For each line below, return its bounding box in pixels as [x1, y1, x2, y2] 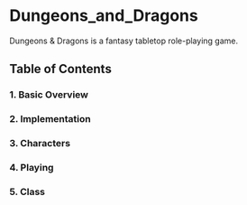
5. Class [9, 185, 45, 198]
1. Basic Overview [9, 89, 88, 101]
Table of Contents [9, 61, 113, 77]
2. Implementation [9, 113, 92, 126]
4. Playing [9, 162, 54, 174]
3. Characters [9, 137, 70, 150]
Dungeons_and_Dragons [9, 5, 198, 26]
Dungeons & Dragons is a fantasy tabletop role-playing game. [9, 35, 239, 46]
